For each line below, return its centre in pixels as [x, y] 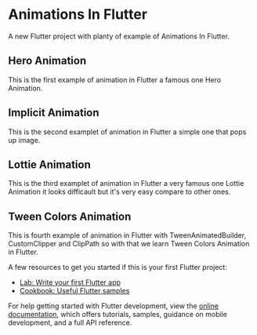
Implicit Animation [54, 113]
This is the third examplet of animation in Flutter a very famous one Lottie [126, 184]
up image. [24, 140]
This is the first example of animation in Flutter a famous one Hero [115, 79]
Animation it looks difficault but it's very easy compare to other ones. [119, 192]
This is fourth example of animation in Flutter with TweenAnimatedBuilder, [127, 235]
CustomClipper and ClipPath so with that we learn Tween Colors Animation [129, 244]
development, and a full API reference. [70, 322]
